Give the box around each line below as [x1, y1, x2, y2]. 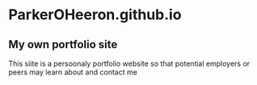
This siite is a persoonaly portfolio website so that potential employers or [8, 59, 251, 68]
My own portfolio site [8, 38, 118, 51]
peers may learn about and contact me [8, 67, 137, 77]
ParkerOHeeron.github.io [8, 6, 182, 24]
